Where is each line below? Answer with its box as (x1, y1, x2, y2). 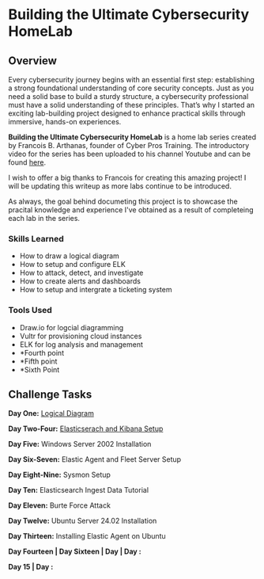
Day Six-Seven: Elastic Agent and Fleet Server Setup (8, 455, 182, 464)
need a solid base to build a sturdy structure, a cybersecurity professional (8, 92, 249, 101)
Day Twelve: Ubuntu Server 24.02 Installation (8, 516, 157, 526)
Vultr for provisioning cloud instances (19, 331, 142, 341)
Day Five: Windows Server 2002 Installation (8, 440, 152, 449)
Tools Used (8, 305, 53, 316)
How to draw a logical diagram (19, 251, 120, 261)
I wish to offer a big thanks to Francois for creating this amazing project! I (8, 173, 247, 182)
